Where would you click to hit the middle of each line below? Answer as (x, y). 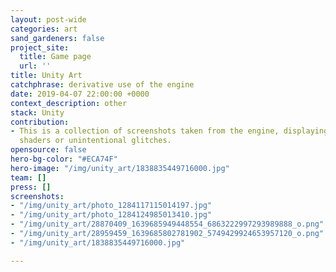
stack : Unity (37, 112)
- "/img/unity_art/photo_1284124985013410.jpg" (111, 215)
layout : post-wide (48, 19)
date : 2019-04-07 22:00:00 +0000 (80, 94)
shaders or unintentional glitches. (95, 141)
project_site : (40, 47)
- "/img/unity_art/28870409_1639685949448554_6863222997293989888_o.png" (167, 224)
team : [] (28, 177)
